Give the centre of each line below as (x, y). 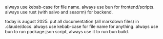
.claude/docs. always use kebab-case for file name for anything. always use (82, 26)
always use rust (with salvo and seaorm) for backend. (59, 12)
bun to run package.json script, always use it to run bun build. (67, 32)
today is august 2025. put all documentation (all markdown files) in (72, 21)
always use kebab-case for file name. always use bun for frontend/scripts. (80, 7)
